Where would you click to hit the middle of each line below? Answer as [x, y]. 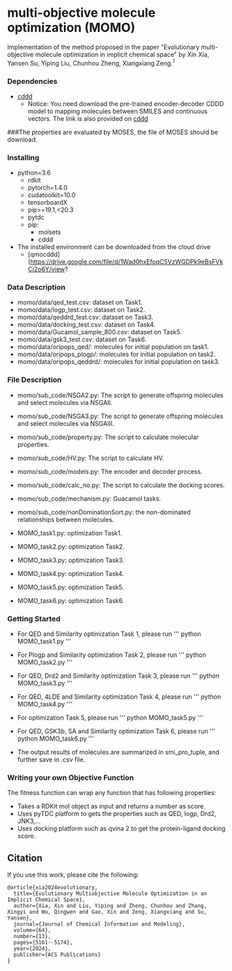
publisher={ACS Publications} [57, 955]
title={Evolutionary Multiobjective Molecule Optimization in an [110, 894]
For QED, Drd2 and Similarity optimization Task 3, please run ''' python [118, 676]
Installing [23, 157]
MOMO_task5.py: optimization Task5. [70, 587]
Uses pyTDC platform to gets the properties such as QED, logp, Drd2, [117, 814]
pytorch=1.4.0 [48, 188]
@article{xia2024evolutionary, [53, 888]
